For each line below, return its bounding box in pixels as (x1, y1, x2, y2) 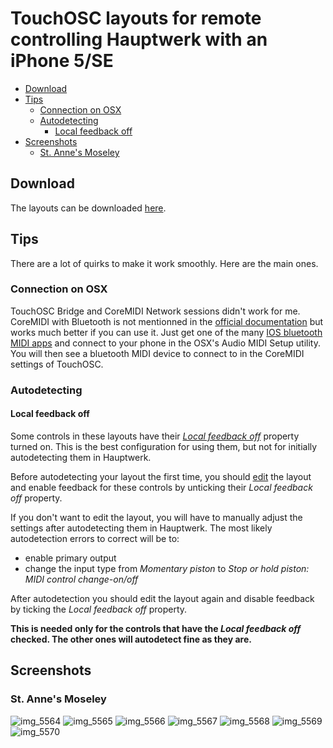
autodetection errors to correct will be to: (10, 532, 180, 544)
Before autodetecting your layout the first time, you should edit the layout (10, 470, 312, 482)
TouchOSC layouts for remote (10, 7, 262, 30)
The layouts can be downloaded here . (10, 202, 167, 214)
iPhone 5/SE (10, 50, 114, 72)
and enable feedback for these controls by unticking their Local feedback (10, 481, 313, 493)
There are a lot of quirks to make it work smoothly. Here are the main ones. (10, 257, 319, 269)
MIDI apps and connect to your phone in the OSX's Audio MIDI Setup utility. (10, 337, 321, 349)
